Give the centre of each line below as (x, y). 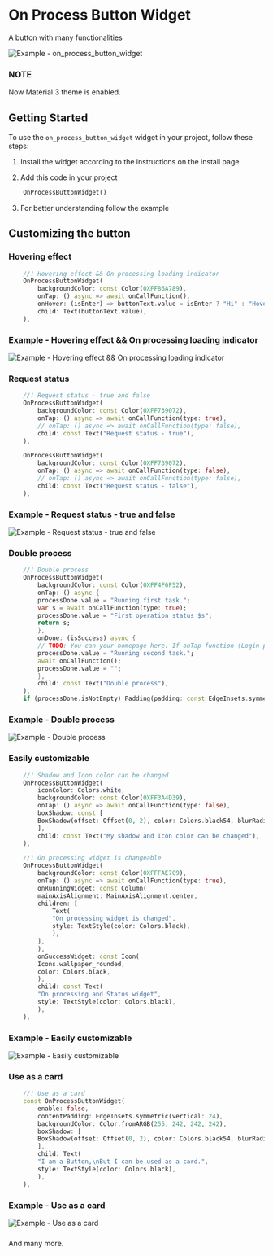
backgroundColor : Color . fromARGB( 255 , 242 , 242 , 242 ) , (132, 1124)
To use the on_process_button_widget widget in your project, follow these (131, 138)
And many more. (36, 1243)
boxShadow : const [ (71, 813)
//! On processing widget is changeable (92, 858)
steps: (19, 146)
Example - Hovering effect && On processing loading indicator (133, 339)
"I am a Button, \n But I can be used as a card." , (123, 1162)
